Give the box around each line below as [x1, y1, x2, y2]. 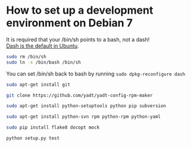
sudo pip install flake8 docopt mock [6, 124, 100, 131]
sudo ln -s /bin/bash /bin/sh [6, 59, 82, 65]
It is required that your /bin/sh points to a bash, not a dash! [6, 36, 150, 43]
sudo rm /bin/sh [6, 54, 46, 60]
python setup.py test [6, 135, 60, 142]
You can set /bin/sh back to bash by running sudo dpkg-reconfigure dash [6, 70, 186, 77]
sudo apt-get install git [6, 82, 70, 87]
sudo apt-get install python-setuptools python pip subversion [6, 103, 167, 109]
